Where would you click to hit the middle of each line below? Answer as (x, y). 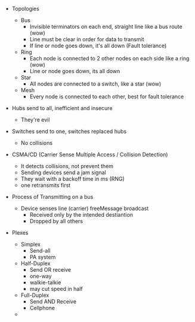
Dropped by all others (56, 221)
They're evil (35, 120)
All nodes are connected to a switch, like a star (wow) (95, 84)
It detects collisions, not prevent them (67, 166)
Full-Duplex (35, 295)
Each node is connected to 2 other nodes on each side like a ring (109, 58)
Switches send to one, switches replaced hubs (69, 131)
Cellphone (42, 308)
